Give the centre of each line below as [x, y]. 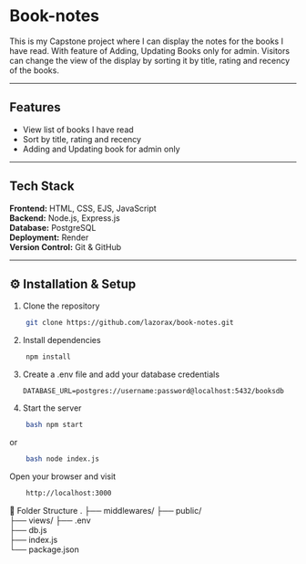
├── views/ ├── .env [50, 520]
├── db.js [28, 529]
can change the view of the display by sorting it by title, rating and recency [150, 60]
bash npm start [55, 425]
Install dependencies [62, 340]
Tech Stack [42, 187]
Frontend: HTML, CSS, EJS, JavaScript [83, 208]
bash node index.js [63, 459]
